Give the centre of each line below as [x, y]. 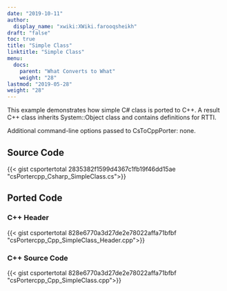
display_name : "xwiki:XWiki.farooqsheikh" [75, 26]
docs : [21, 65]
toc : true [21, 39]
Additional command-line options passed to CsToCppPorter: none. [101, 131]
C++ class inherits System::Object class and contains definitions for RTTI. [112, 117]
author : [18, 20]
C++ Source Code [38, 258]
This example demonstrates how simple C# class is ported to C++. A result [113, 110]
